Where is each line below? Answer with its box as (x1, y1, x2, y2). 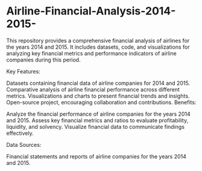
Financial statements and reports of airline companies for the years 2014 (6, 152, 187, 160)
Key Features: (6, 67, 40, 75)
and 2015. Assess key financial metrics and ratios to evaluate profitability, (6, 116, 189, 124)
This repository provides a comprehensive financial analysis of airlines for (6, 37, 190, 44)
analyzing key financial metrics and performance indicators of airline (6, 49, 177, 57)
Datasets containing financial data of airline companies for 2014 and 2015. (6, 79, 191, 87)
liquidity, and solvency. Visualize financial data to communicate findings (6, 123, 185, 130)
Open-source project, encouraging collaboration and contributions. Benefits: (6, 98, 197, 106)
